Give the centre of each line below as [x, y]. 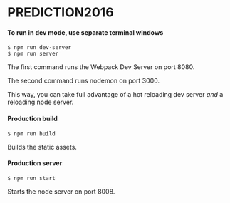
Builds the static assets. [42, 147]
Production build [33, 118]
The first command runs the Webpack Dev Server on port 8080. [101, 67]
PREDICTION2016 [61, 12]
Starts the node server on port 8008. [61, 191]
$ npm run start [31, 178]
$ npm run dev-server [40, 48]
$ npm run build [31, 134]
